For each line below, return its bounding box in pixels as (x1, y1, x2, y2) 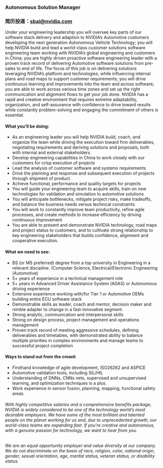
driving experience (12, 286, 50, 292)
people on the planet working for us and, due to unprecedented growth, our (5, 417, 157, 423)
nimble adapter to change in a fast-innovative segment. (12, 306, 123, 312)
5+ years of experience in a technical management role (12, 275, 123, 281)
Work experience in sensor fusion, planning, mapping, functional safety (12, 385, 156, 391)
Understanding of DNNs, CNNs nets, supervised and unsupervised (12, 375, 147, 381)
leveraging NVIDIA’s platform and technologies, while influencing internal (5, 71, 151, 77)
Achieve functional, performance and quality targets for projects (12, 181, 141, 187)
